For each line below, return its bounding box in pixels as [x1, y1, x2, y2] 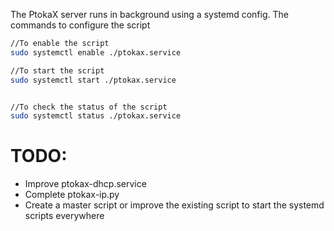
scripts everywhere [24, 210, 105, 222]
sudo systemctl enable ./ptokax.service [10, 47, 182, 58]
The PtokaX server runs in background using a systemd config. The [10, 9, 289, 20]
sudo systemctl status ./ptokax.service [10, 111, 182, 121]
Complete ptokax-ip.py [24, 189, 120, 201]
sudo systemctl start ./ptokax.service [10, 75, 177, 85]
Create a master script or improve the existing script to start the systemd [24, 199, 325, 211]
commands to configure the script [10, 19, 151, 31]
